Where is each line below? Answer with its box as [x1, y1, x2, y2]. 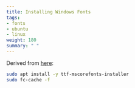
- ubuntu [6, 25, 29, 32]
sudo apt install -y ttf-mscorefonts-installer [6, 71, 130, 77]
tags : [6, 15, 20, 21]
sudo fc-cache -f [6, 76, 50, 83]
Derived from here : [6, 59, 54, 67]
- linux [6, 32, 26, 38]
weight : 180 [6, 37, 36, 43]
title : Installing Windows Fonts [6, 8, 91, 15]
